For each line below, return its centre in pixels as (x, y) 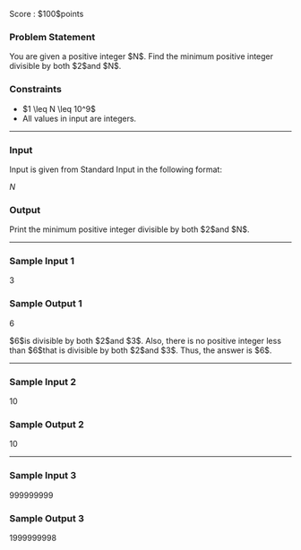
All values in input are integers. (79, 118)
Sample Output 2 (47, 424)
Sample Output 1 (46, 304)
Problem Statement (52, 37)
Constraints (36, 90)
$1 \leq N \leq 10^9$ (59, 108)
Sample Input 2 (43, 382)
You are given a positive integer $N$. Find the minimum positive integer (142, 56)
